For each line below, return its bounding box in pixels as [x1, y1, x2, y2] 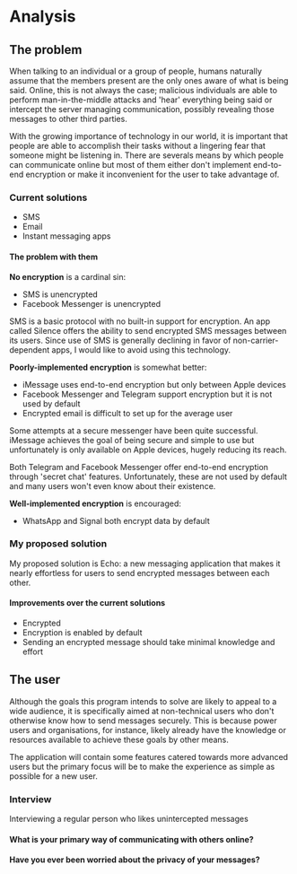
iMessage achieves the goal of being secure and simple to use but [9, 434, 255, 445]
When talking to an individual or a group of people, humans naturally [9, 66, 263, 76]
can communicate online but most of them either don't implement [9, 160, 251, 170]
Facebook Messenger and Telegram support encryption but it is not [22, 389, 273, 399]
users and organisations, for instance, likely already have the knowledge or [9, 724, 287, 735]
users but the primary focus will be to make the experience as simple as [9, 761, 275, 772]
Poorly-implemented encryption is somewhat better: [9, 362, 207, 372]
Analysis [9, 6, 76, 27]
